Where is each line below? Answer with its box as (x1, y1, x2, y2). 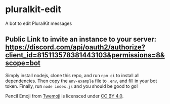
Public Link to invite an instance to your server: (5, 35, 157, 44)
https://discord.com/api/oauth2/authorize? (5, 43, 146, 52)
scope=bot (5, 59, 40, 67)
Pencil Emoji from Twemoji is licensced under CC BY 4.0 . (5, 93, 124, 99)
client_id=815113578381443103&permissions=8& (5, 51, 165, 59)
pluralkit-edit (5, 4, 62, 15)
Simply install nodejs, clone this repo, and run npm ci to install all (5, 72, 140, 78)
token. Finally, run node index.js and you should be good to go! (5, 83, 138, 89)
